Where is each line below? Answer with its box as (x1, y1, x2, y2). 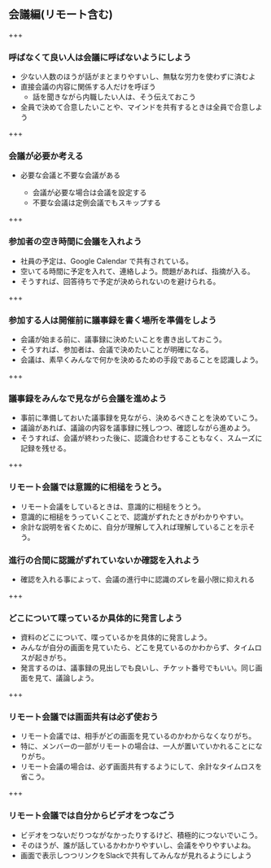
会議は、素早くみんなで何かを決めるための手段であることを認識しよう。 (20, 355, 263, 364)
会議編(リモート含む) (8, 7, 113, 22)
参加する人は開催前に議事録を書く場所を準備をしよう (8, 314, 217, 325)
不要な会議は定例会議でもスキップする (32, 198, 161, 207)
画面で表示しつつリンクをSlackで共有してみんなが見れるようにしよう (20, 850, 252, 860)
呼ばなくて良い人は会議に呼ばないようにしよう (8, 51, 192, 63)
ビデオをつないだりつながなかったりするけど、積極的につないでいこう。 (20, 830, 262, 840)
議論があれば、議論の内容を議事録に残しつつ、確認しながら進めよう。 (20, 423, 255, 433)
